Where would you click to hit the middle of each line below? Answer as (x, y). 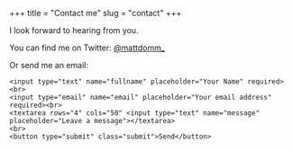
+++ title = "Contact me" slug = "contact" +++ (96, 13)
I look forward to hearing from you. (74, 30)
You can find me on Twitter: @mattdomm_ (87, 48)
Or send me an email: (49, 65)
